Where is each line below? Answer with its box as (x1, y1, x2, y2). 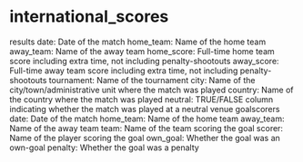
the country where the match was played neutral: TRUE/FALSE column (9, 93, 274, 105)
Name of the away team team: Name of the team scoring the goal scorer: (9, 122, 284, 133)
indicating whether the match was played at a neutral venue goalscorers (9, 103, 280, 114)
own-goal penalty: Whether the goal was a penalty (9, 142, 200, 153)
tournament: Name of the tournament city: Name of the (48, 74, 256, 85)
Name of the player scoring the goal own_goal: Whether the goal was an (9, 132, 280, 143)
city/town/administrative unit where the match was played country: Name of (9, 84, 294, 95)
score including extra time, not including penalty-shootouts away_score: (9, 55, 279, 66)
